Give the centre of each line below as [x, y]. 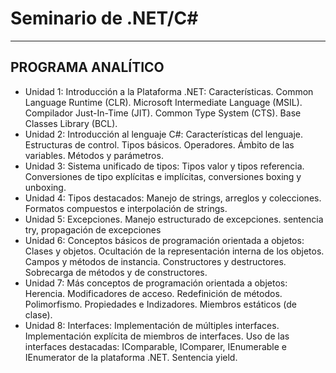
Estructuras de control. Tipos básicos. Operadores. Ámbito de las [159, 144]
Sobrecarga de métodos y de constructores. [116, 272]
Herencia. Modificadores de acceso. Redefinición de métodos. [153, 293]
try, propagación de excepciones [93, 229]
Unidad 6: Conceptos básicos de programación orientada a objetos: [164, 240]
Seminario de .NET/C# [104, 18]
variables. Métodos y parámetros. [94, 155]
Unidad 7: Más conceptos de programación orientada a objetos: [156, 283]
